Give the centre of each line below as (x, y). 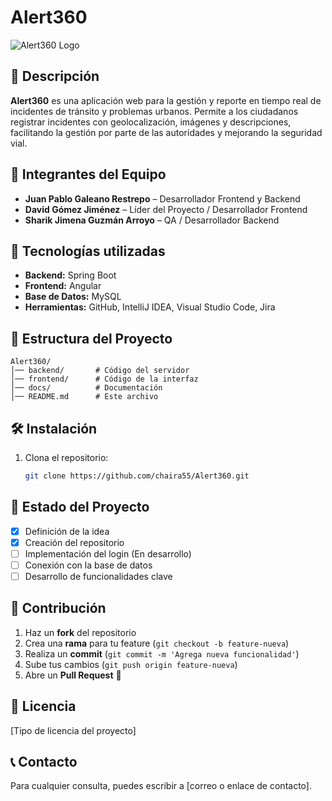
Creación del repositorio (74, 542)
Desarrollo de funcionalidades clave (98, 576)
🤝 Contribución (58, 608)
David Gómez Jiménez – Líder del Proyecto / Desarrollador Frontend (166, 209)
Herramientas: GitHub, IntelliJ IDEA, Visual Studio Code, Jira (150, 307)
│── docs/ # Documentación (86, 388)
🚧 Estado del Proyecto (80, 507)
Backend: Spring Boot (70, 275)
